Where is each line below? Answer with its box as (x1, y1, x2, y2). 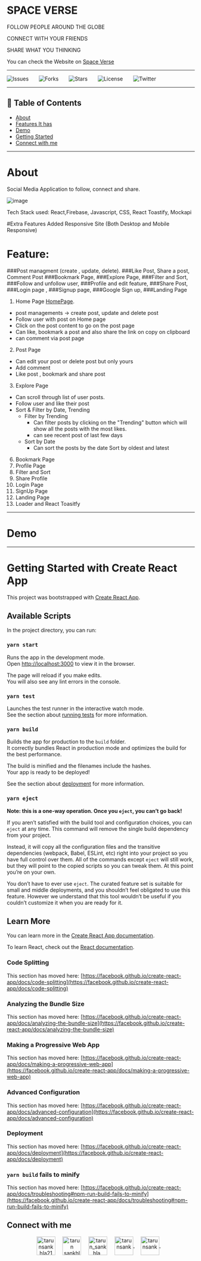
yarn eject (7, 795, 38, 802)
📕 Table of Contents (7, 98, 82, 108)
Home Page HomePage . (15, 298, 75, 305)
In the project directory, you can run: (7, 627, 97, 634)
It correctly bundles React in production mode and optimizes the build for (7, 744, 187, 752)
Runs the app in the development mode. (7, 654, 105, 661)
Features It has (15, 120, 52, 127)
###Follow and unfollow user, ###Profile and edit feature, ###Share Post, (7, 280, 188, 287)
